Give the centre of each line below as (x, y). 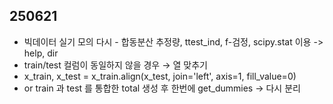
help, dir (41, 53)
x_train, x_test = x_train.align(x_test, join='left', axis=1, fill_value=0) (160, 76)
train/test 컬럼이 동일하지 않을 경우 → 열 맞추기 (115, 65)
